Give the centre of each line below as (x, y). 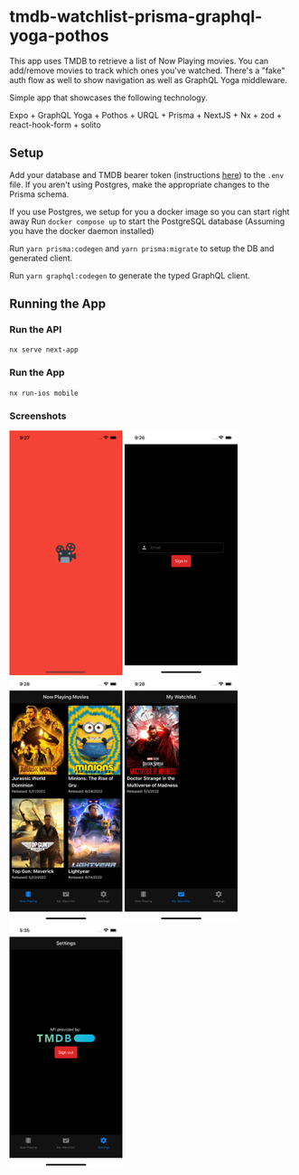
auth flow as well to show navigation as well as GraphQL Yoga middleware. (148, 80)
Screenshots (38, 416)
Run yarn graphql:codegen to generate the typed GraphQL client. (130, 275)
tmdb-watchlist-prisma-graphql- (136, 17)
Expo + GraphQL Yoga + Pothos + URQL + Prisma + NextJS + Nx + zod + (146, 115)
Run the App (37, 372)
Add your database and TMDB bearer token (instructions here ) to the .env (147, 174)
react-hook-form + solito (55, 125)
